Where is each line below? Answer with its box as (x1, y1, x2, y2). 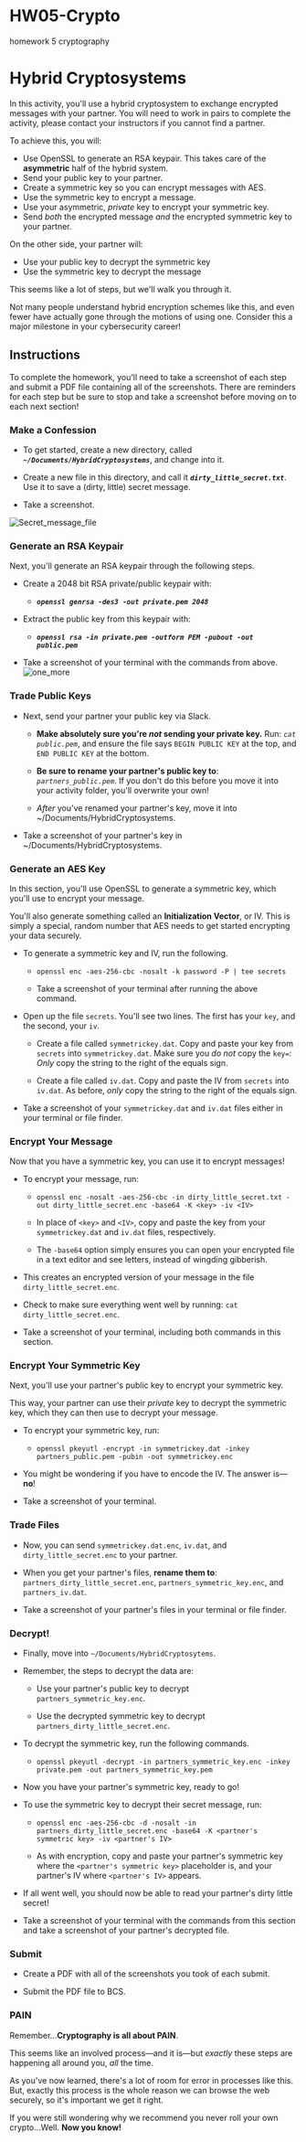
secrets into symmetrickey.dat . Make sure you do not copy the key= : (36, 1048, 292, 1059)
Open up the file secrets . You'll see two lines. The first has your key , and (22, 1010, 296, 1021)
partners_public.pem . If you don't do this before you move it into (36, 774, 279, 786)
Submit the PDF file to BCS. (22, 1986, 126, 1998)
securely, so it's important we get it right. (9, 2094, 164, 2105)
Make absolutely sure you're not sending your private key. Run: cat (36, 728, 297, 739)
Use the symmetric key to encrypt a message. (22, 191, 196, 202)
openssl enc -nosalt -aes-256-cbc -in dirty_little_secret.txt (36, 1193, 283, 1202)
